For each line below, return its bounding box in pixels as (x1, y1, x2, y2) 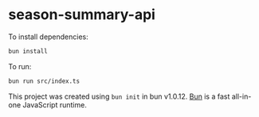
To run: (8, 61, 32, 71)
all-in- (231, 92, 252, 101)
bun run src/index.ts (8, 77, 80, 85)
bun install (8, 47, 48, 55)
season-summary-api (8, 6, 155, 24)
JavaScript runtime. (22, 99, 88, 109)
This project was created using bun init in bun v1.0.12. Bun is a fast (8, 92, 230, 101)
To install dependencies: (8, 32, 89, 41)
